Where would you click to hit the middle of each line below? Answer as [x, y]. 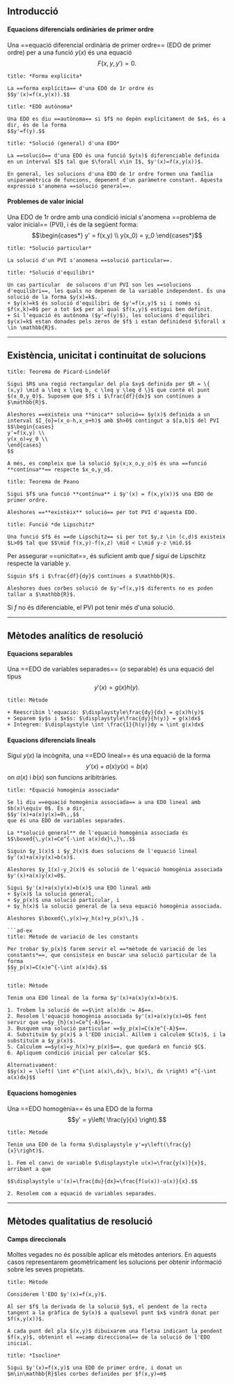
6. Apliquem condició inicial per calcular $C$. [79, 1053]
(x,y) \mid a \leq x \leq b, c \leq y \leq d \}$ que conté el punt [109, 390]
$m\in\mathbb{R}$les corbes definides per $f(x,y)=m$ [87, 1374]
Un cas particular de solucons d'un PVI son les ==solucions [99, 285]
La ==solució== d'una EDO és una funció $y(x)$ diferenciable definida [113, 155]
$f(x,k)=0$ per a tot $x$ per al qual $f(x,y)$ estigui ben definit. [110, 309]
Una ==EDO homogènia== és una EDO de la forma [80, 1108]
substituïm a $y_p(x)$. [42, 1041]
